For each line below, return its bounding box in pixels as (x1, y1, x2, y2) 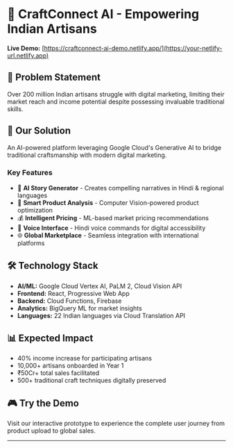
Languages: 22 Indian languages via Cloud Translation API (17, 311, 186, 320)
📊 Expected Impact (7, 333, 94, 345)
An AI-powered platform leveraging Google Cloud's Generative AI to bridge (7, 143, 222, 151)
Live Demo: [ (7, 44, 45, 52)
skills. (7, 104, 24, 113)
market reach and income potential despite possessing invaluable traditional (7, 97, 225, 106)
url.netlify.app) (7, 51, 49, 60)
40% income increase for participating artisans (17, 354, 153, 363)
